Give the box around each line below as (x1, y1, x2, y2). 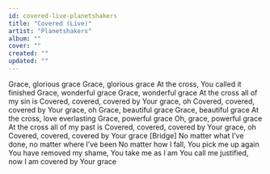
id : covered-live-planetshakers (8, 11, 117, 20)
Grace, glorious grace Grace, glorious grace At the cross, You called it (8, 79, 242, 89)
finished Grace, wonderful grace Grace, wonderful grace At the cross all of (8, 87, 258, 97)
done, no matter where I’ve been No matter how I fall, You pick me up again (8, 139, 260, 149)
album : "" (8, 34, 42, 43)
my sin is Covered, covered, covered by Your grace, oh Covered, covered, (8, 96, 255, 106)
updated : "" (8, 57, 49, 66)
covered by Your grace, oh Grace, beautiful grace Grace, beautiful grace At (8, 104, 259, 114)
